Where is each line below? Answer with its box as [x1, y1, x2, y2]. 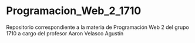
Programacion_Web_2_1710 [6, 4, 142, 18]
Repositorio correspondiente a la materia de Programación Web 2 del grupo [6, 24, 189, 31]
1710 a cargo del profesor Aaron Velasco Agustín [6, 29, 124, 37]
